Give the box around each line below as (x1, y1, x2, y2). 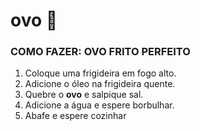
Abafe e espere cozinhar (24, 110, 127, 122)
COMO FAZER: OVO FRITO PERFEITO (10, 45, 191, 59)
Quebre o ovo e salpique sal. (24, 89, 144, 101)
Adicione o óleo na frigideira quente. (24, 78, 176, 90)
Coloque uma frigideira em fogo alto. (24, 67, 177, 79)
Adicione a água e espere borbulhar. (24, 99, 175, 111)
